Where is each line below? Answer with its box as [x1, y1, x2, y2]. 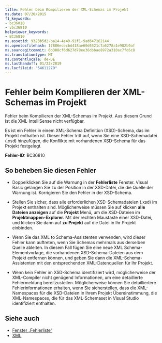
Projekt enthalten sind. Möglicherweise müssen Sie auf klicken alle [12, 204, 146, 210]
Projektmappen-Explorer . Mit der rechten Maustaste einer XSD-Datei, [12, 214, 153, 220]
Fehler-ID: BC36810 [5, 152, 45, 158]
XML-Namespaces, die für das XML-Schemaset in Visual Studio [12, 295, 139, 301]
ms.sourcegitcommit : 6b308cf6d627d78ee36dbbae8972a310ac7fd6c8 [5, 48, 135, 52]
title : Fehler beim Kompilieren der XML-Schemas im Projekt [5, 7, 129, 12]
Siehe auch [5, 314, 40, 323]
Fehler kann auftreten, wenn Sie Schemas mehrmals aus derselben [12, 239, 146, 245]
